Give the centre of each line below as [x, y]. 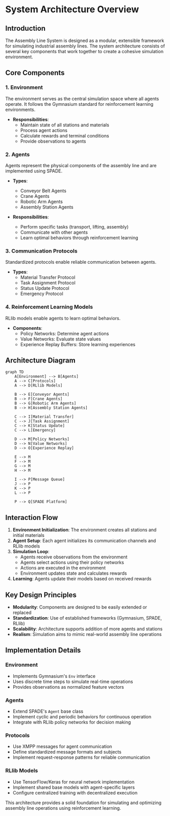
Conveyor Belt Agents [43, 191]
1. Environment [24, 87]
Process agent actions [44, 130]
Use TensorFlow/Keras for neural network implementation [74, 782]
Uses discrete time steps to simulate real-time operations [73, 682]
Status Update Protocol [45, 288]
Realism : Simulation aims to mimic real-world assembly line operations [87, 634]
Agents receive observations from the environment [74, 557]
